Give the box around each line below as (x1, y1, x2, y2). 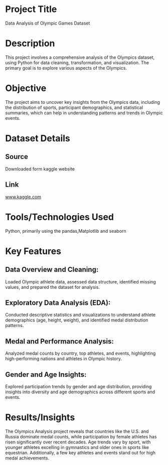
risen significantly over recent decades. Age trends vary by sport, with (5, 439, 151, 445)
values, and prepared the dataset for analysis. (5, 284, 100, 290)
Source (5, 152, 29, 161)
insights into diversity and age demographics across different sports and (5, 389, 155, 395)
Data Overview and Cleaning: (5, 265, 99, 274)
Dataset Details (5, 133, 70, 144)
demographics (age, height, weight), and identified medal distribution (5, 317, 148, 323)
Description (5, 38, 55, 49)
